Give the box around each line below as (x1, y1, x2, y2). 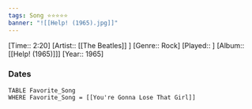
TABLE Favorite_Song (8, 86, 77, 95)
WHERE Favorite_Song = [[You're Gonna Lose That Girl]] (8, 93, 196, 101)
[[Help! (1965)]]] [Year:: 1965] (8, 49, 104, 58)
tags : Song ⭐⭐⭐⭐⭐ (8, 11, 69, 20)
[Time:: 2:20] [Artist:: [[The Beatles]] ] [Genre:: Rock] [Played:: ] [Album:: (8, 40, 245, 50)
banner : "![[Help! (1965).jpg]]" (8, 19, 118, 27)
